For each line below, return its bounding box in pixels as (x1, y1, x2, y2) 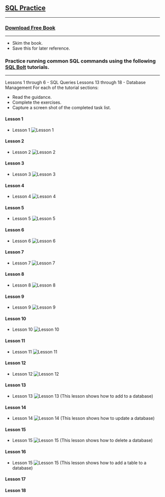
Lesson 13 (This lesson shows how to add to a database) (12, 393, 154, 399)
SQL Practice (5, 4, 46, 12)
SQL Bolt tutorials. (5, 64, 50, 71)
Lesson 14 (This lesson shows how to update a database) (12, 415, 155, 421)
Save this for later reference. (12, 45, 70, 51)
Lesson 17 (5, 476, 26, 482)
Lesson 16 (5, 449, 26, 455)
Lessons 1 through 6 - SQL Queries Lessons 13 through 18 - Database (5, 80, 146, 86)
